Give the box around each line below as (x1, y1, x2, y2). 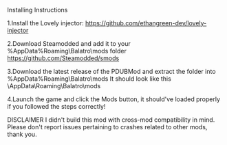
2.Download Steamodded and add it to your (7, 40, 131, 47)
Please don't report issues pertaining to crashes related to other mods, (7, 123, 208, 131)
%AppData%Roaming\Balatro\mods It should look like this (7, 75, 172, 83)
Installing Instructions (7, 6, 68, 14)
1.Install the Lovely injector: (7, 19, 84, 27)
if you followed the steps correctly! (7, 103, 106, 110)
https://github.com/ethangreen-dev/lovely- (85, 19, 207, 27)
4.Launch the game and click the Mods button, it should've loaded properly (7, 95, 221, 103)
